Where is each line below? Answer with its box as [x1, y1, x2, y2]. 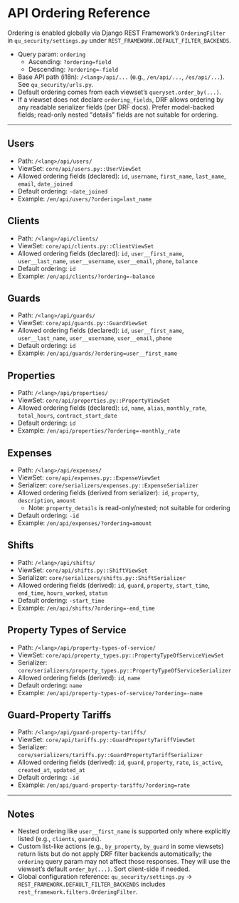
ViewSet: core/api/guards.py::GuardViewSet [17, 319, 148, 327]
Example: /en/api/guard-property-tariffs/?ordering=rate [17, 781, 191, 789]
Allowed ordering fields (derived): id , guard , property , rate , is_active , [17, 758, 223, 766]
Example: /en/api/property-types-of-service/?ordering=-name [17, 688, 203, 697]
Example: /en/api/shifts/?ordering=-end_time [17, 603, 155, 612]
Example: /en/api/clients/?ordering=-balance [17, 272, 155, 280]
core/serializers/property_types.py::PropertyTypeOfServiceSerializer [17, 667, 232, 674]
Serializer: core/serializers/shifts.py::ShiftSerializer [17, 573, 186, 581]
